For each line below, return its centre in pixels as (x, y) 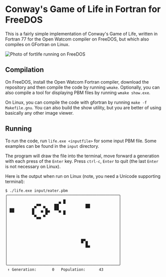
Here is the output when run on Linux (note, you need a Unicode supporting (83, 176)
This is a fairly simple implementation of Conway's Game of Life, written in (82, 34)
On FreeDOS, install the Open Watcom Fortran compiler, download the (77, 82)
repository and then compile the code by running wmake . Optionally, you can (83, 87)
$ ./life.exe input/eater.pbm (37, 191)
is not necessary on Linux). (33, 166)
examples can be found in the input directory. (52, 146)
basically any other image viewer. (39, 113)
